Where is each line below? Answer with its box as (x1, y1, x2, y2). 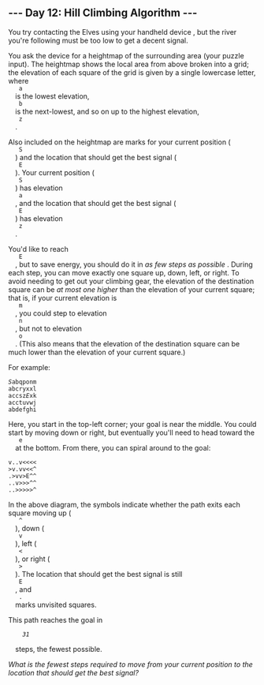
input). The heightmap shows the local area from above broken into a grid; (8, 59, 250, 69)
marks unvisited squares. (15, 600, 97, 609)
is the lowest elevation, (15, 91, 90, 101)
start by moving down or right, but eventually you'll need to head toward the (8, 428, 255, 437)
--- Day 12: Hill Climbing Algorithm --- (8, 6, 198, 20)
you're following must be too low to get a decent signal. (8, 36, 188, 45)
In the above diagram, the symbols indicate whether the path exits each (8, 500, 240, 509)
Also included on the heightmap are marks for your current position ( (8, 137, 231, 147)
